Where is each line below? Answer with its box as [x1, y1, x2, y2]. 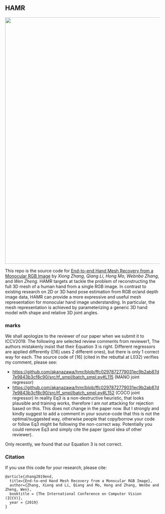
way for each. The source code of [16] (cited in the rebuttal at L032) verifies [5, 354, 159, 360]
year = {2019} [9, 500, 38, 505]
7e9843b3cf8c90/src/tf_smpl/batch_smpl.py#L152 [12, 390, 114, 396]
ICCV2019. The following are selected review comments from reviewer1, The [5, 339, 160, 344]
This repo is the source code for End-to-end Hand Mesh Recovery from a [5, 268, 154, 274]
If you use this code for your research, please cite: [5, 465, 107, 471]
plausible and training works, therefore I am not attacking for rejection [12, 400, 154, 406]
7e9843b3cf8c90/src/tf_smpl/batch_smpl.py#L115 [12, 374, 114, 380]
